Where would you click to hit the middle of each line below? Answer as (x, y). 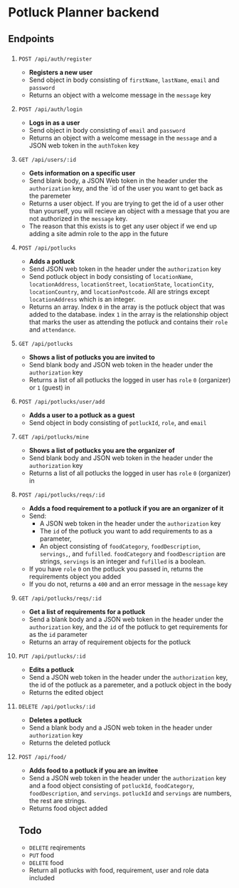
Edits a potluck (51, 669)
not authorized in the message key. (78, 218)
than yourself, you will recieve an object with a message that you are (129, 210)
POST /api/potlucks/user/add (62, 402)
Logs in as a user (54, 123)
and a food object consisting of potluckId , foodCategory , (112, 785)
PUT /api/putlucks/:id (52, 656)
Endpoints (31, 39)
